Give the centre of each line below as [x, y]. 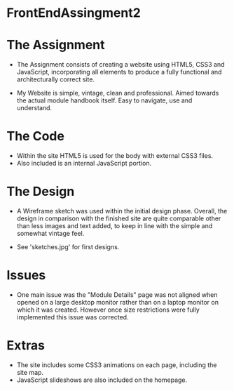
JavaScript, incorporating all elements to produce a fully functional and [119, 72]
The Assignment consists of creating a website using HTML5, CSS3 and [121, 65]
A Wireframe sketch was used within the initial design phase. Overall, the [122, 211]
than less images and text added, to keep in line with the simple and [115, 226]
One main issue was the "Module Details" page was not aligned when [117, 294]
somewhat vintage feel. [50, 233]
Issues [26, 276]
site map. [30, 372]
